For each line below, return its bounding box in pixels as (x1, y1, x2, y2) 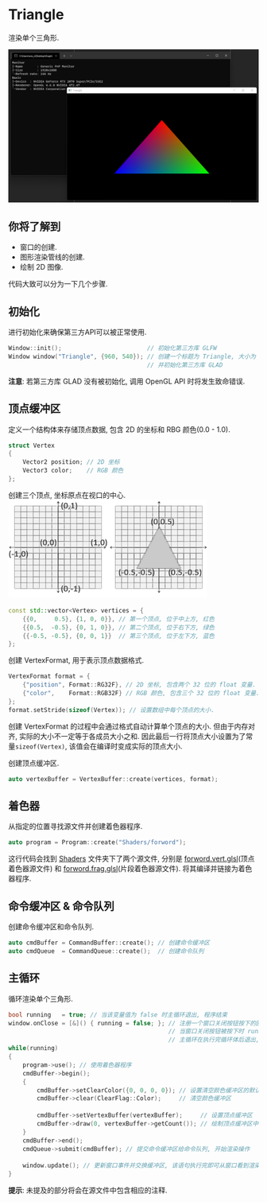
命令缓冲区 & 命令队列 (8, 899, 115, 912)
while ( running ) (8, 1044, 59, 1052)
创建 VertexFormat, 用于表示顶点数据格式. (8, 655, 145, 665)
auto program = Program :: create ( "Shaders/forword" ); (8, 838, 187, 846)
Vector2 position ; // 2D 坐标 (22, 458, 121, 466)
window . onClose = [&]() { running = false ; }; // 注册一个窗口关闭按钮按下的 (8, 1019, 257, 1027)
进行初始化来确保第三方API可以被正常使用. (8, 328, 147, 337)
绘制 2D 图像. (19, 263, 64, 272)
